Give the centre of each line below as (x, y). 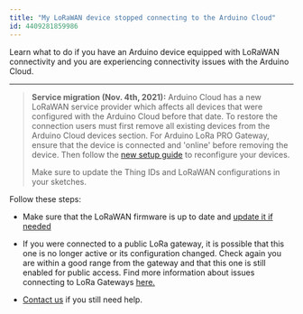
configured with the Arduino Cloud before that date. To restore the (154, 116)
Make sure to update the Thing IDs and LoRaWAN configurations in (156, 171)
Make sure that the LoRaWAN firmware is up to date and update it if (147, 217)
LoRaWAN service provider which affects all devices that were (147, 106)
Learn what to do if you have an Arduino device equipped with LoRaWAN (144, 51)
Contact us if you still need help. (82, 300)
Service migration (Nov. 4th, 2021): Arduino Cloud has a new (146, 97)
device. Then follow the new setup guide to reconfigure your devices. (161, 154)
